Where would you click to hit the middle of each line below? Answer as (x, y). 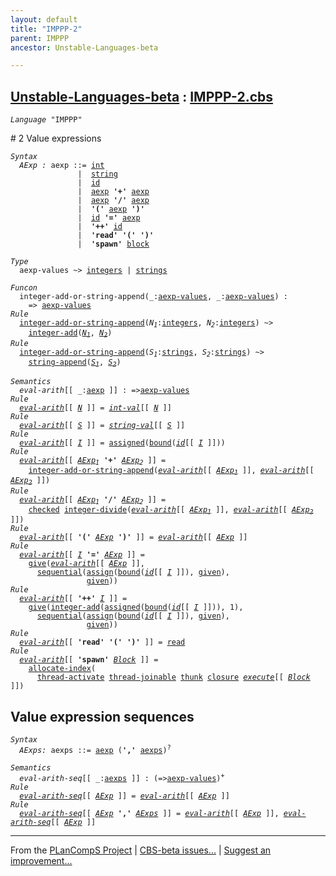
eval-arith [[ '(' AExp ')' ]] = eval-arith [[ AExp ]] (133, 537)
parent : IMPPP (40, 38)
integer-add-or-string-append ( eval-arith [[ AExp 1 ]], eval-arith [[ (171, 471)
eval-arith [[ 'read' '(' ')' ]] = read (102, 642)
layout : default (44, 19)
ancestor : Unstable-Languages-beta (84, 47)
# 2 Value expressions (56, 138)
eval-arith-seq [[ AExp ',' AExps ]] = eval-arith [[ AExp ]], (149, 814)
